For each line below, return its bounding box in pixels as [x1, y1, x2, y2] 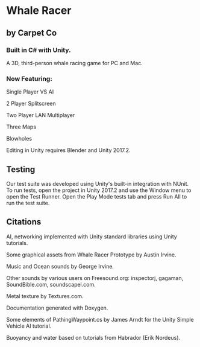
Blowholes [6, 135, 32, 142]
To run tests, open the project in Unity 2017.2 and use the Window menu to [6, 186, 192, 194]
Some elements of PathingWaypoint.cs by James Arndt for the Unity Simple [6, 316, 194, 323]
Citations [6, 217, 42, 227]
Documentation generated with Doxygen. [6, 304, 108, 311]
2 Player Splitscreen [6, 100, 56, 107]
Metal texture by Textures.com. [6, 292, 84, 299]
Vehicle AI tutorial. [6, 322, 52, 329]
